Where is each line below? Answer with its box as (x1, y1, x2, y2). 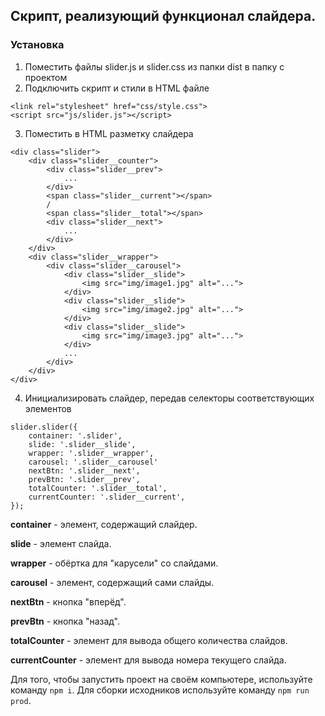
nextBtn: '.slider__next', (28, 465, 141, 476)
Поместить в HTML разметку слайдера (24, 127, 194, 139)
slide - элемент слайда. (10, 537, 112, 549)
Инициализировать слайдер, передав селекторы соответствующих (24, 392, 315, 404)
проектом (24, 71, 68, 83)
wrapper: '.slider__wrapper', (28, 448, 155, 458)
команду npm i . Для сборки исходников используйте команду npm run (10, 684, 310, 696)
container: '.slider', (28, 430, 123, 441)
